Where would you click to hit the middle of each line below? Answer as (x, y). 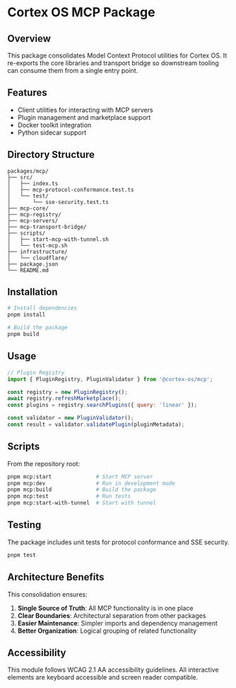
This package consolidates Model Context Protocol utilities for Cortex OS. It (117, 55)
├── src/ (20, 177)
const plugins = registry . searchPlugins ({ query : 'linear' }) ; (102, 405)
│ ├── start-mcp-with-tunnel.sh (58, 239)
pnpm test (22, 555)
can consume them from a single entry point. (73, 71)
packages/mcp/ (28, 171)
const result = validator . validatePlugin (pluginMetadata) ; (96, 424)
